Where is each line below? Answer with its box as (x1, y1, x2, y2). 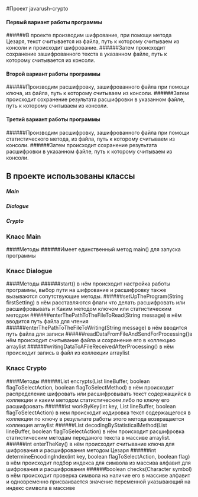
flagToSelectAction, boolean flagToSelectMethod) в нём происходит (6, 384, 174, 391)
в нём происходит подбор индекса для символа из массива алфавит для (6, 459, 191, 466)
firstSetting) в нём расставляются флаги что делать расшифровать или (6, 299, 186, 306)
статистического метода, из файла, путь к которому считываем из (6, 135, 176, 142)
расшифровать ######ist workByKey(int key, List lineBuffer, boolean (6, 402, 176, 410)
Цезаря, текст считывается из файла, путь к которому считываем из (6, 38, 180, 45)
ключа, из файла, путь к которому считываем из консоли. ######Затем (6, 90, 189, 97)
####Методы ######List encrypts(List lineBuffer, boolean (6, 378, 150, 385)
